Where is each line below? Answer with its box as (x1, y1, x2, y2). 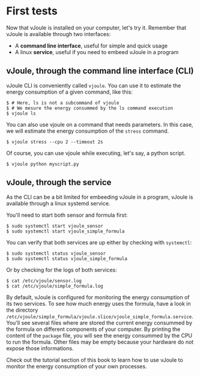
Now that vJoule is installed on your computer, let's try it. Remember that (6, 24, 187, 31)
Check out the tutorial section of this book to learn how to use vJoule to (6, 356, 183, 363)
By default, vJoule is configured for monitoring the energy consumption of (6, 293, 190, 301)
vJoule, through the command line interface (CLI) (6, 66, 194, 76)
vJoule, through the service (6, 177, 112, 187)
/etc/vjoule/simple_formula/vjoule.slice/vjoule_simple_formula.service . (6, 312, 194, 320)
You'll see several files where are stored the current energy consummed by (6, 319, 193, 326)
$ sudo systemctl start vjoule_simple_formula (6, 228, 125, 234)
